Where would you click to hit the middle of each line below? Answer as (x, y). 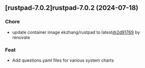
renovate (21, 37)
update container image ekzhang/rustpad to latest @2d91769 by (76, 32)
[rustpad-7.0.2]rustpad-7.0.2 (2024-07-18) (72, 8)
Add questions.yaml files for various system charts (63, 60)
